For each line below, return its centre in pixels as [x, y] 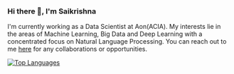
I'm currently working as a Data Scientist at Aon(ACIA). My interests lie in [114, 27]
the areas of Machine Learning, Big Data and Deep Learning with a [105, 34]
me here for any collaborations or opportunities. [78, 49]
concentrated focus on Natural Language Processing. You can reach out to [117, 42]
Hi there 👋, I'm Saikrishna [52, 11]
